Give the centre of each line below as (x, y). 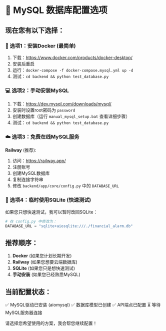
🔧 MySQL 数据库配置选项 (56, 10)
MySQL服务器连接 (24, 312)
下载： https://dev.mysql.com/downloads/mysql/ (62, 104)
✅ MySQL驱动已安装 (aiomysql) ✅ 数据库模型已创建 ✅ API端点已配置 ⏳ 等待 (83, 305)
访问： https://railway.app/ (39, 161)
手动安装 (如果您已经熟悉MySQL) (46, 274)
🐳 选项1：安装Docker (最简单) (40, 45)
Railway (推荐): (21, 150)
